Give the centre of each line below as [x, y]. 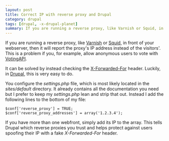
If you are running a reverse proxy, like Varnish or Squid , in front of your [80, 43]
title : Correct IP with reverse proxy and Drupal [59, 15]
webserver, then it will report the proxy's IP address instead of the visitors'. [83, 48]
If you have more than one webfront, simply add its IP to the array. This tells [84, 122]
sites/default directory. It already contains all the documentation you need [82, 89]
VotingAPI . [16, 59]
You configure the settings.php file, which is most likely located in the [77, 84]
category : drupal [23, 19]
